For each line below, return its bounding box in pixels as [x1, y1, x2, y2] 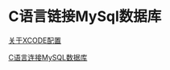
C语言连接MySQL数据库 [8, 52, 88, 62]
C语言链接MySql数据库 [8, 7, 162, 26]
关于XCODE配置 [8, 35, 62, 45]
